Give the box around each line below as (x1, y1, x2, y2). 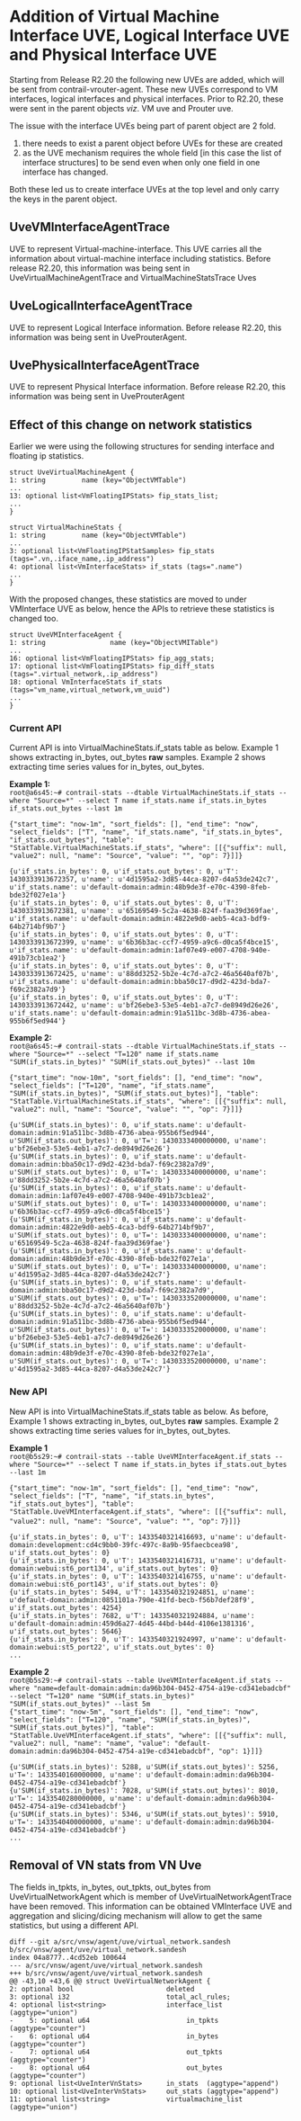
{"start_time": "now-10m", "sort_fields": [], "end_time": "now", (9, 1073, 263, 1083)
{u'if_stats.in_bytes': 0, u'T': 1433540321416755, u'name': (9, 1571, 243, 1580)
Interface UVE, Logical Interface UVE (9, 25, 290, 46)
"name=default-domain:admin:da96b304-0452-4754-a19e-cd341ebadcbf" (32, 1684, 292, 1693)
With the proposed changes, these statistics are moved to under (9, 594, 247, 604)
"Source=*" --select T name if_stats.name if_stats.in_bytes (32, 796, 268, 806)
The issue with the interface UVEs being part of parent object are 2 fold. (9, 120, 277, 131)
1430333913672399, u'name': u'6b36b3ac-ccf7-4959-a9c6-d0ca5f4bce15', (9, 938, 279, 947)
